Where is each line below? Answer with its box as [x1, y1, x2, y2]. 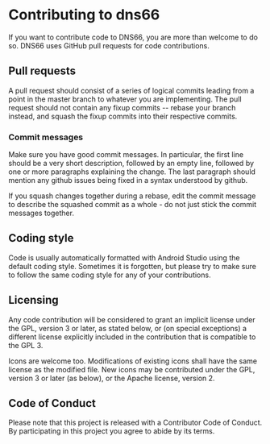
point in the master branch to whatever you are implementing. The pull [8, 94, 242, 104]
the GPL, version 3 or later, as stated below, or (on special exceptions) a [8, 323, 247, 333]
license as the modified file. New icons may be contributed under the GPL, [8, 364, 255, 374]
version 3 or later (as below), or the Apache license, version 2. [8, 373, 215, 383]
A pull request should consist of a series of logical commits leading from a [8, 85, 255, 95]
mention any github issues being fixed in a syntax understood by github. [8, 176, 248, 185]
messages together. [8, 208, 75, 218]
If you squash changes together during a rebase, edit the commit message [8, 191, 256, 201]
